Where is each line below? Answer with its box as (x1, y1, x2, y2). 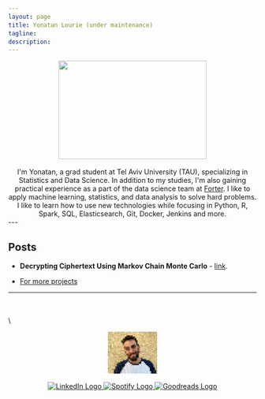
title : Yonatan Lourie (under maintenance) (8, 21, 154, 29)
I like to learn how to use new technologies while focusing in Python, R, (17, 201, 248, 211)
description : (8, 38, 51, 46)
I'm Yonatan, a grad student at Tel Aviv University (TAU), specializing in (17, 167, 248, 177)
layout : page (8, 13, 51, 21)
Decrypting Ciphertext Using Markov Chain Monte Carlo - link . (19, 261, 228, 271)
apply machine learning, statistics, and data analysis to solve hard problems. (8, 192, 257, 202)
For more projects (19, 277, 78, 286)
